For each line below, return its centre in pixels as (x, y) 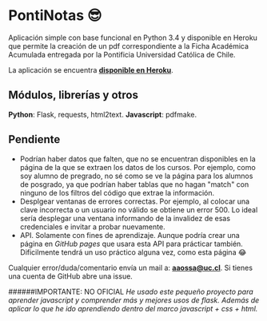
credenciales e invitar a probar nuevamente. (92, 227)
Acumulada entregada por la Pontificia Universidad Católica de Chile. (122, 54)
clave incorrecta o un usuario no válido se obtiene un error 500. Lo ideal (139, 209)
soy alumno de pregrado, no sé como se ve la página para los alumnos (136, 176)
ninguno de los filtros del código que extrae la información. (117, 192)
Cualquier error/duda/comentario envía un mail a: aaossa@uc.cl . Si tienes (131, 267)
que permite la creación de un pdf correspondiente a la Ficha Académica (129, 46)
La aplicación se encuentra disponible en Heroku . (91, 69)
